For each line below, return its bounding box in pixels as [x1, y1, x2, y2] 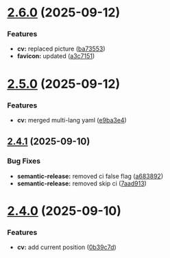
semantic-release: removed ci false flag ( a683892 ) [16, 172, 163, 180]
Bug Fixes [7, 156, 41, 166]
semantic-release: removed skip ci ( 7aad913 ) [16, 179, 147, 188]
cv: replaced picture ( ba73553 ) [16, 44, 106, 53]
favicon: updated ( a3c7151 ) [16, 52, 95, 60]
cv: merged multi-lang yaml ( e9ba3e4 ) [16, 116, 127, 124]
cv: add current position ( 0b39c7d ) [16, 243, 117, 251]
